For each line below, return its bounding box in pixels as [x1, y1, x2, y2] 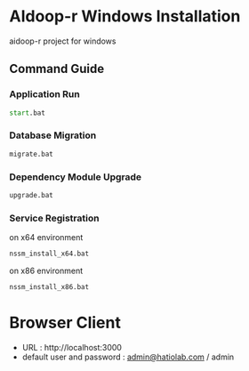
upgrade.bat [9, 190, 53, 199]
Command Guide [9, 61, 105, 77]
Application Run [9, 88, 80, 101]
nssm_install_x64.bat [9, 249, 90, 259]
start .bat [9, 109, 46, 117]
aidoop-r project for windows [9, 36, 116, 46]
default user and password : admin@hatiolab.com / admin [21, 351, 235, 362]
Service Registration [9, 212, 100, 224]
